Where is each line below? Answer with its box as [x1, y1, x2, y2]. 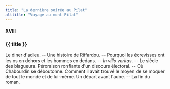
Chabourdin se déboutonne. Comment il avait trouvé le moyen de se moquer [5, 68, 165, 74]
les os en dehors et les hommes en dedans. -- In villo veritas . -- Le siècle [5, 57, 158, 64]
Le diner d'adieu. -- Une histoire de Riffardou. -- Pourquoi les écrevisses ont [5, 52, 165, 58]
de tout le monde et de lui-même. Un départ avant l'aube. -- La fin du [5, 74, 150, 80]
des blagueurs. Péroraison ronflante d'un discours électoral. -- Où [5, 63, 144, 69]
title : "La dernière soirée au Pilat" [5, 7, 87, 13]
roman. [5, 79, 20, 85]
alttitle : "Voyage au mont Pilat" [5, 12, 79, 17]
